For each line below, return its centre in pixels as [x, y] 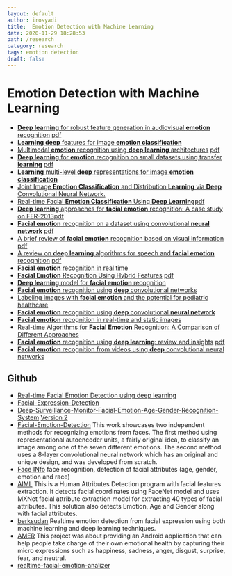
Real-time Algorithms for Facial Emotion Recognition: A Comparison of [118, 327]
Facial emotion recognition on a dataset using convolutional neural [113, 223]
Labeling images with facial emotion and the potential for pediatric [113, 297]
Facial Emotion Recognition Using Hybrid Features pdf [96, 275]
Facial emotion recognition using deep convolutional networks [107, 290]
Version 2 [54, 417]
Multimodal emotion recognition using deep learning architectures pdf [118, 150]
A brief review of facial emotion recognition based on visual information [121, 238]
